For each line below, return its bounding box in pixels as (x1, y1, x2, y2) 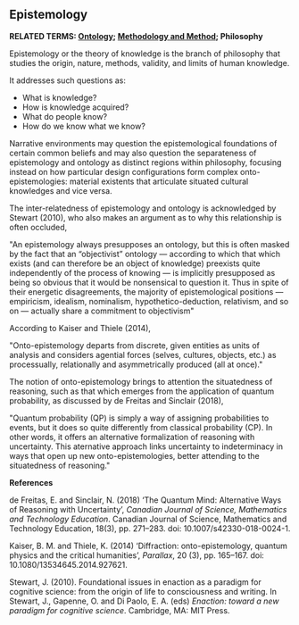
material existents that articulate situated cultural (70, 176, 249, 187)
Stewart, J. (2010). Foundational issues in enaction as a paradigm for (9, 576, 262, 587)
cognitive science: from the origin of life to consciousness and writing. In (9, 586, 278, 596)
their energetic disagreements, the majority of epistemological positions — (9, 286, 284, 297)
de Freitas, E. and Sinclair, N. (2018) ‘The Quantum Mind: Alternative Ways (9, 495, 282, 505)
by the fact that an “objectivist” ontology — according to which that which (9, 248, 281, 259)
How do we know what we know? (21, 121, 145, 131)
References (9, 477, 54, 487)
